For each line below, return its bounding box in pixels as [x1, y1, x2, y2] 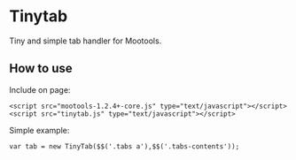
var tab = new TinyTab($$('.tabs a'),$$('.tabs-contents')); [9, 141, 240, 151]
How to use [9, 61, 73, 76]
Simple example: [9, 125, 70, 135]
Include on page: [9, 84, 71, 95]
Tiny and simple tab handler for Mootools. [9, 35, 162, 46]
